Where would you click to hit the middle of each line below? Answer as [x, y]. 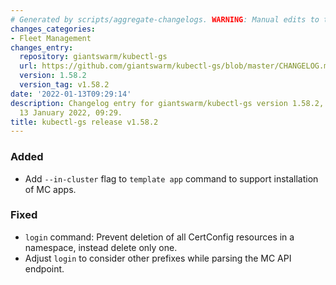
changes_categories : [53, 29]
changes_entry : [42, 47]
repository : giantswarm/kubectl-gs [93, 57]
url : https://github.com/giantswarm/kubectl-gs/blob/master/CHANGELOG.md [176, 66]
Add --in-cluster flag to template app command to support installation [171, 178]
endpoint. [44, 268]
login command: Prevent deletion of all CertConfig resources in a [159, 237]
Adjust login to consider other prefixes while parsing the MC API [158, 258]
